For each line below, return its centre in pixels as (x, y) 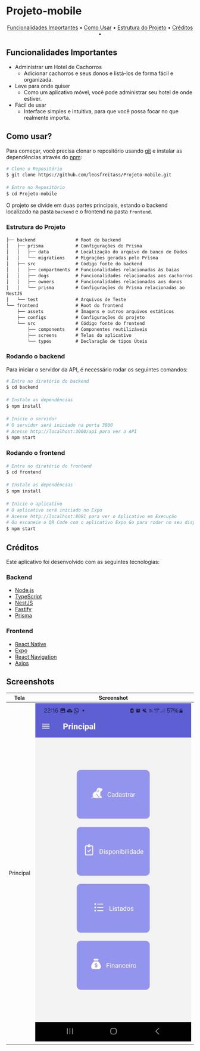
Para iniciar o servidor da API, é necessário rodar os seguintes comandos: (97, 369)
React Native (30, 644)
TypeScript (28, 597)
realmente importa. (47, 117)
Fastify (23, 609)
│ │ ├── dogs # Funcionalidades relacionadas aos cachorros (100, 276)
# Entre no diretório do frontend (49, 466)
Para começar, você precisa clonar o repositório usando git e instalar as (94, 151)
